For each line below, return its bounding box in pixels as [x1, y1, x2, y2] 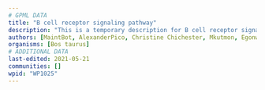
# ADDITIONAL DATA [8, 48, 69, 56]
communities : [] [8, 63, 62, 70]
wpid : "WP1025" [8, 70, 58, 77]
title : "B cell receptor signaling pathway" [8, 19, 157, 27]
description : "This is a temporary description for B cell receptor [8, 26, 238, 34]
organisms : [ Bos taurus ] [8, 41, 90, 49]
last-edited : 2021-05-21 [8, 56, 90, 63]
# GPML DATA [8, 11, 47, 20]
